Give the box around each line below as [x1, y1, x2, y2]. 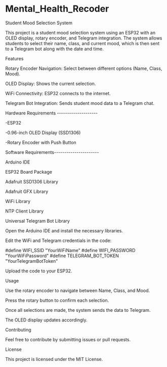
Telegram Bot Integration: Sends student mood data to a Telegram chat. [5, 100, 155, 106]
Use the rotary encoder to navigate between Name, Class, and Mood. [5, 287, 150, 294]
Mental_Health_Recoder [5, 3, 109, 15]
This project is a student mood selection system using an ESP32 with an [5, 29, 156, 35]
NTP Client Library [5, 208, 44, 214]
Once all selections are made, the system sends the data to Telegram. [5, 307, 151, 313]
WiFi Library [5, 198, 31, 204]
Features [5, 55, 24, 61]
